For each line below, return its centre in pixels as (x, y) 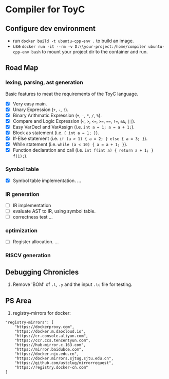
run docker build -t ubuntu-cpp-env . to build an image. (73, 41)
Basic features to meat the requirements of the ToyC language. (72, 94)
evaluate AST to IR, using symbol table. (54, 211)
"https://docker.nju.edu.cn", (47, 354)
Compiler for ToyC (45, 10)
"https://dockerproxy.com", (44, 327)
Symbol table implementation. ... (47, 181)
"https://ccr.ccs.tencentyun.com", (53, 340)
